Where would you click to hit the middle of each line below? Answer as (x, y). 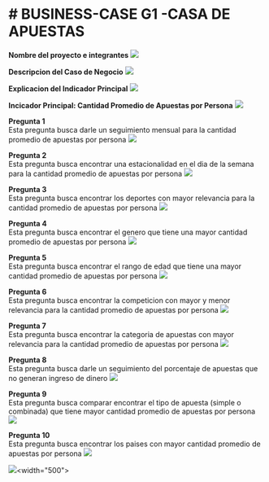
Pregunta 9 (28, 394)
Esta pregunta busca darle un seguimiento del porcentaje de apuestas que (133, 368)
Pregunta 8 (28, 360)
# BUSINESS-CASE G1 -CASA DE (119, 14)
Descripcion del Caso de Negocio (66, 72)
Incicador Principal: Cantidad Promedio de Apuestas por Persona (121, 105)
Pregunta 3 (28, 189)
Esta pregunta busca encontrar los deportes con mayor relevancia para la (132, 198)
